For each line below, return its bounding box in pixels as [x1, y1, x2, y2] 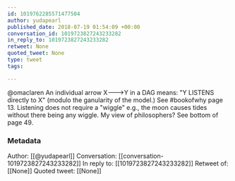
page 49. [7, 118, 34, 127]
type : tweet [7, 56, 42, 63]
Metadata [7, 135, 41, 145]
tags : [7, 63, 23, 70]
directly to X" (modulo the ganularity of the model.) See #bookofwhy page [7, 96, 224, 104]
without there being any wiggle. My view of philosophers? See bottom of [7, 111, 219, 119]
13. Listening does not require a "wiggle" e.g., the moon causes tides [7, 103, 207, 111]
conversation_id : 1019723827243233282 [7, 30, 121, 37]
